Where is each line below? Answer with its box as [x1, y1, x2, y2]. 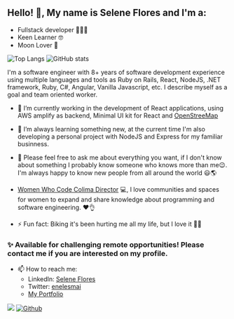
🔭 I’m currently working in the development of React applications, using [17, 104, 224, 112]
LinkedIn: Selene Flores [27, 275, 96, 283]
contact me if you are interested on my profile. [7, 248, 168, 258]
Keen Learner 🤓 [17, 33, 64, 41]
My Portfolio [27, 290, 64, 298]
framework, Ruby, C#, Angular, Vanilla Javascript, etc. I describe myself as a [7, 83, 228, 91]
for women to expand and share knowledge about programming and [17, 195, 215, 204]
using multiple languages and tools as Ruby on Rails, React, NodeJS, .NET [7, 75, 221, 84]
